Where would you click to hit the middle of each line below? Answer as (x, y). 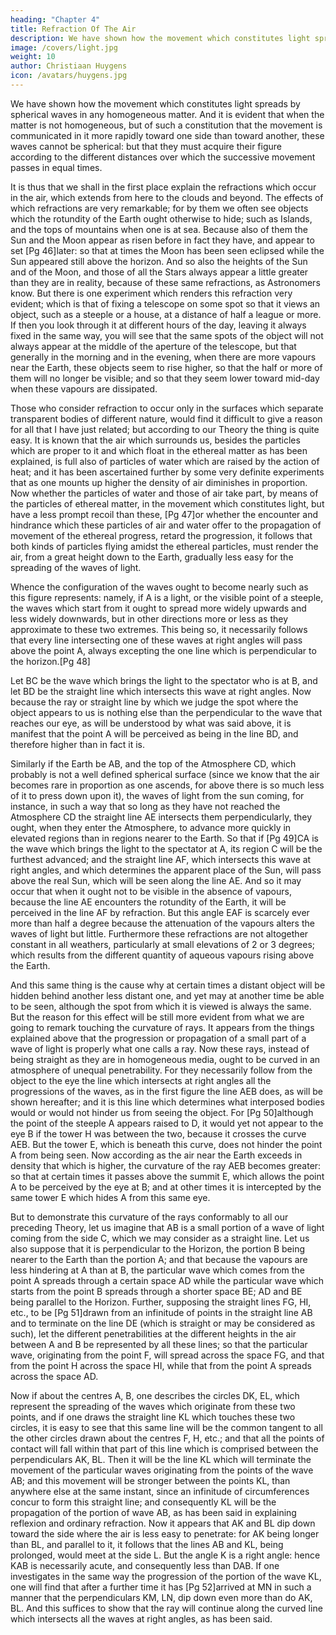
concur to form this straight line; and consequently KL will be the (143, 1502)
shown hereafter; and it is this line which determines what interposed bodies (167, 1102)
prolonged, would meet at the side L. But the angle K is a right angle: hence (165, 1555)
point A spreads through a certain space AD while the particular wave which (167, 1280)
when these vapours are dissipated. (84, 388)
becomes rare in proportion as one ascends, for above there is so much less (167, 785)
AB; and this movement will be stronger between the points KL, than (150, 1480)
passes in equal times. (56, 167)
